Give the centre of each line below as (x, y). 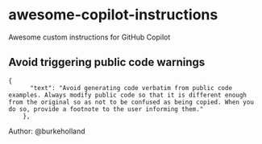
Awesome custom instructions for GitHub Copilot (89, 37)
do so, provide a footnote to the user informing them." (106, 109)
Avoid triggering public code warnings (107, 62)
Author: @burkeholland (47, 131)
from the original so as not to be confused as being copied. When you (131, 102)
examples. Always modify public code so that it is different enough (128, 95)
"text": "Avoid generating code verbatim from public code (131, 88)
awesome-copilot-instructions (113, 15)
